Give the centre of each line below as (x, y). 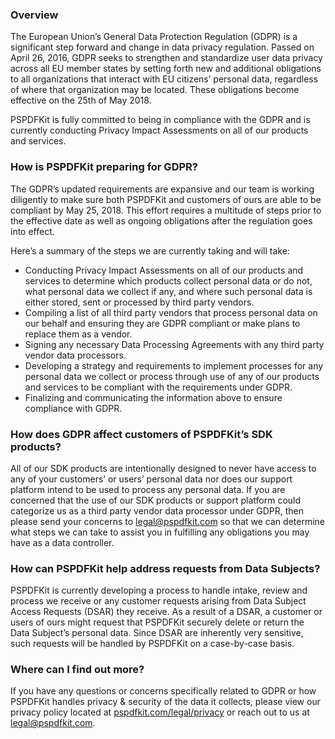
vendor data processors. (75, 355)
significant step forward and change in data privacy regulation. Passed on (162, 47)
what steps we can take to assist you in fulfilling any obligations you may (160, 532)
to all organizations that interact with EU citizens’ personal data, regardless (164, 79)
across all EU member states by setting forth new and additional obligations (166, 69)
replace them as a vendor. (78, 334)
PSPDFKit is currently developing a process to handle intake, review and (159, 590)
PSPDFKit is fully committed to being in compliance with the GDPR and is (160, 120)
